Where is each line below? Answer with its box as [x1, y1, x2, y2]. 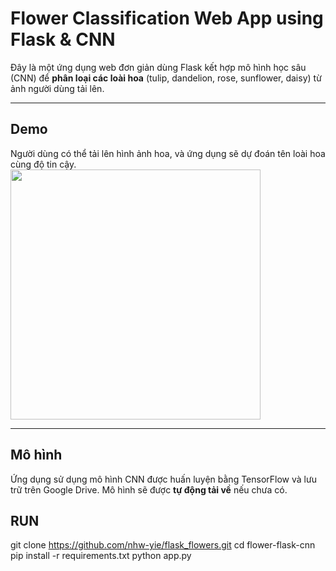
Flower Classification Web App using [10, 7, 324, 30]
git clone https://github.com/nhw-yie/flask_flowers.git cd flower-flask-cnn [10, 539, 316, 551]
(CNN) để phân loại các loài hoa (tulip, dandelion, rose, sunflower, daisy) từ [10, 72, 322, 84]
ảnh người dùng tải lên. [10, 82, 105, 94]
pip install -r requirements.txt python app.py [10, 550, 192, 562]
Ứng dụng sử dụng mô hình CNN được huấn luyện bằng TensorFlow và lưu [10, 473, 317, 485]
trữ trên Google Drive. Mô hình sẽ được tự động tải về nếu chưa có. [10, 483, 288, 496]
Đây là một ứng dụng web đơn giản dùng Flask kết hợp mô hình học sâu [10, 61, 307, 73]
